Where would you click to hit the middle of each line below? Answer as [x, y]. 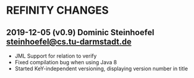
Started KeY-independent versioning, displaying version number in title [101, 68]
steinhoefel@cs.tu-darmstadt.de [69, 41]
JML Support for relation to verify [56, 56]
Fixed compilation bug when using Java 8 [66, 62]
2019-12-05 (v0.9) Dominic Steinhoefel [80, 32]
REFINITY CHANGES [57, 10]
